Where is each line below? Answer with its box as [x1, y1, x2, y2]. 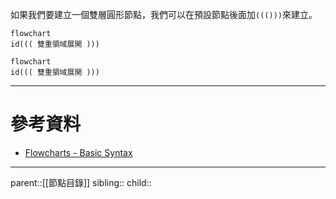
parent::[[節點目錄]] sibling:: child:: [10, 176, 152, 188]
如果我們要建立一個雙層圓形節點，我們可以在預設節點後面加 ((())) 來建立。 [10, 9, 318, 20]
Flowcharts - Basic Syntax [24, 146, 133, 158]
